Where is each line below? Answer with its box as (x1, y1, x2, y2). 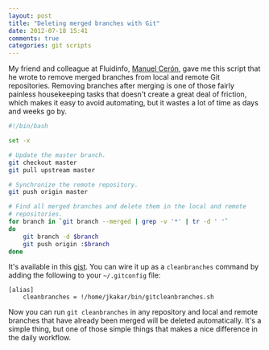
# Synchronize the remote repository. (8, 180, 139, 189)
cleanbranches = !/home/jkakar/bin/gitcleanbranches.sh (23, 293, 215, 302)
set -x (8, 137, 31, 145)
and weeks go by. (8, 106, 67, 117)
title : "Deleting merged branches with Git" (8, 19, 160, 27)
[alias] (8, 286, 35, 294)
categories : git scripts (8, 42, 92, 50)
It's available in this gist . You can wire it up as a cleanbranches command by (8, 262, 259, 272)
